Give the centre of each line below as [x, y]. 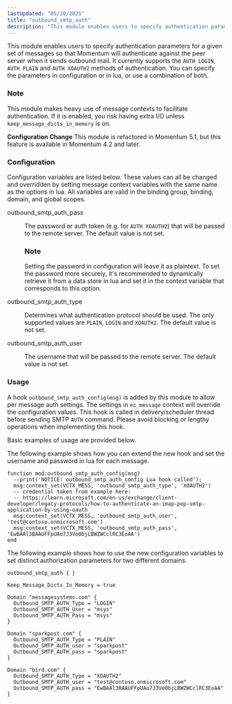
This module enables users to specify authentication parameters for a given [115, 46]
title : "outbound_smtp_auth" [49, 20]
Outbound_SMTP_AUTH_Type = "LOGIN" [65, 603]
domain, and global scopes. [47, 199]
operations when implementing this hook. [66, 426]
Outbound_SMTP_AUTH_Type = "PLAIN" [65, 640]
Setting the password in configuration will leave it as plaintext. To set [122, 267]
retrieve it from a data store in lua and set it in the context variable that [124, 281]
